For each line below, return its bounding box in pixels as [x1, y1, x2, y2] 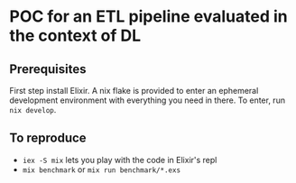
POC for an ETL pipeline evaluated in [9, 6, 288, 27]
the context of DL [9, 25, 142, 46]
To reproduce [9, 131, 88, 146]
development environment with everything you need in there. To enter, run [9, 95, 286, 105]
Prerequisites [9, 61, 87, 77]
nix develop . [9, 105, 57, 114]
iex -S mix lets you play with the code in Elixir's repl [22, 154, 217, 165]
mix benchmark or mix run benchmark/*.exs [22, 164, 181, 175]
